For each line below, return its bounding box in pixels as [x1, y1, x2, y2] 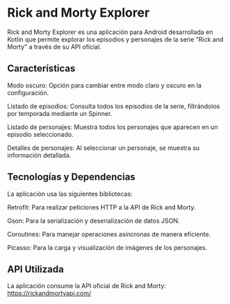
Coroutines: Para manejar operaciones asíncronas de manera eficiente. [7, 230, 211, 238]
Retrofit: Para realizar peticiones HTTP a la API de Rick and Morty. [7, 203, 196, 211]
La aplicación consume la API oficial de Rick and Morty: [7, 282, 167, 290]
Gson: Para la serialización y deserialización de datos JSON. [7, 217, 180, 225]
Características [7, 62, 76, 74]
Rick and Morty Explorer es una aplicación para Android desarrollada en [7, 28, 213, 36]
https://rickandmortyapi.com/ [7, 289, 92, 298]
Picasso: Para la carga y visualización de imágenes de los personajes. [7, 243, 208, 251]
